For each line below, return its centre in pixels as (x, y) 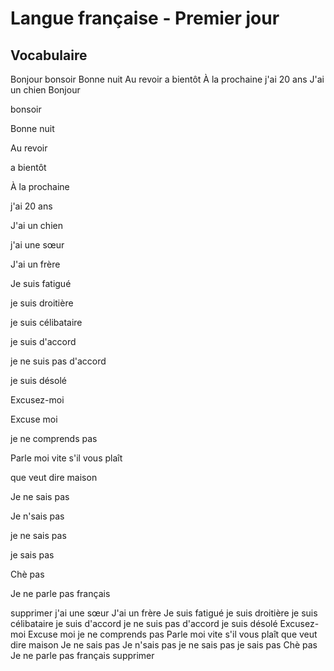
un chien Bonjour (45, 90)
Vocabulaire (49, 55)
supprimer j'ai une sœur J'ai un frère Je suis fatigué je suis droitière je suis (164, 613)
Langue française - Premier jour (145, 18)
